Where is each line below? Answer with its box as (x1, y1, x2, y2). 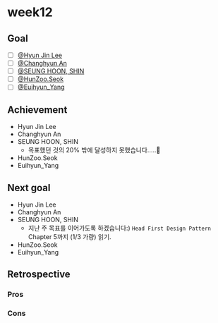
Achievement (7, 104, 68, 116)
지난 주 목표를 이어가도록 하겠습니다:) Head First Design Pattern (28, 224, 212, 232)
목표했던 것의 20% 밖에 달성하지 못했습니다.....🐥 (28, 146, 161, 154)
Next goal (7, 181, 51, 194)
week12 (7, 4, 53, 20)
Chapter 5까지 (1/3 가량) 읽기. (28, 232, 111, 240)
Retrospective (7, 269, 71, 281)
